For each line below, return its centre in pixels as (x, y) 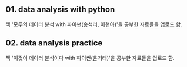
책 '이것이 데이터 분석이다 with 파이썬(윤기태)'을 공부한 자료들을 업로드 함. (90, 58)
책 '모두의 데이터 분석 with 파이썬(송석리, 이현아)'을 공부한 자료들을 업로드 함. (94, 24)
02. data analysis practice (54, 43)
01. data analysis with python (60, 10)
